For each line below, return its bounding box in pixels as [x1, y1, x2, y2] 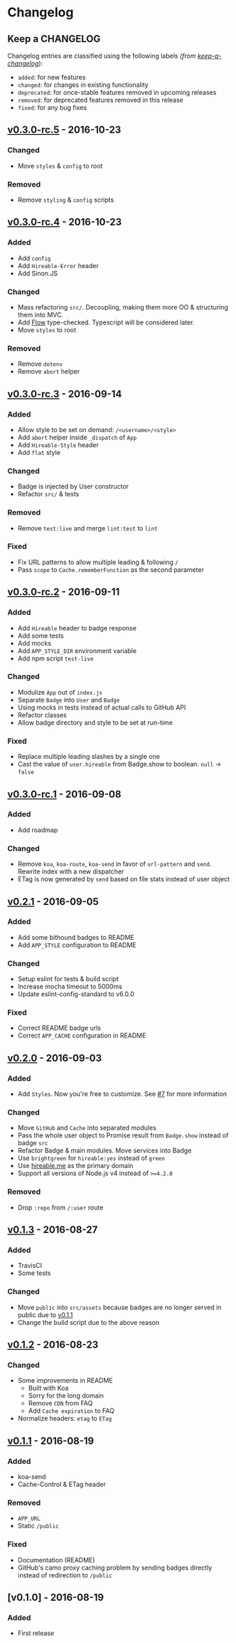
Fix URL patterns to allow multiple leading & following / [17, 558, 179, 566]
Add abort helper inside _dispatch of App [17, 433, 137, 441]
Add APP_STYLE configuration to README [17, 941, 136, 949]
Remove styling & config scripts [17, 195, 114, 204]
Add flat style [17, 448, 60, 456]
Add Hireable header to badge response [17, 623, 137, 632]
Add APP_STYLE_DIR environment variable [17, 646, 137, 655]
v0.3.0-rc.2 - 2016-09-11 [7, 586, 120, 598]
